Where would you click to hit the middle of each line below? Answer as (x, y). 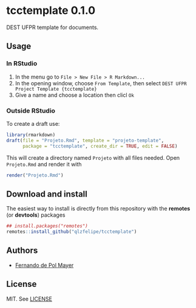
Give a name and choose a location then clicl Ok (75, 95)
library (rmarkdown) (31, 135)
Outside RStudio (31, 111)
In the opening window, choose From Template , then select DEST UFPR (101, 83)
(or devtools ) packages (36, 215)
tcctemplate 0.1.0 (51, 11)
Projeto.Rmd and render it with (44, 164)
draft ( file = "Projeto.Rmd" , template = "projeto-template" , (85, 140)
